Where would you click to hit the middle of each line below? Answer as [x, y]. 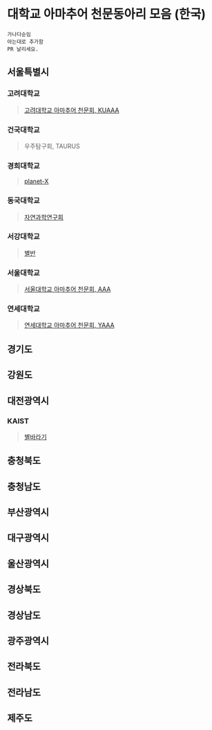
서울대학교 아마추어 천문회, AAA [67, 289]
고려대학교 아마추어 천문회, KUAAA [71, 110]
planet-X [36, 182]
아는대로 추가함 [25, 42]
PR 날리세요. [23, 49]
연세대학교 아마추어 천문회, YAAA [69, 325]
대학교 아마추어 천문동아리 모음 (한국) [106, 14]
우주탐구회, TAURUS [52, 146]
